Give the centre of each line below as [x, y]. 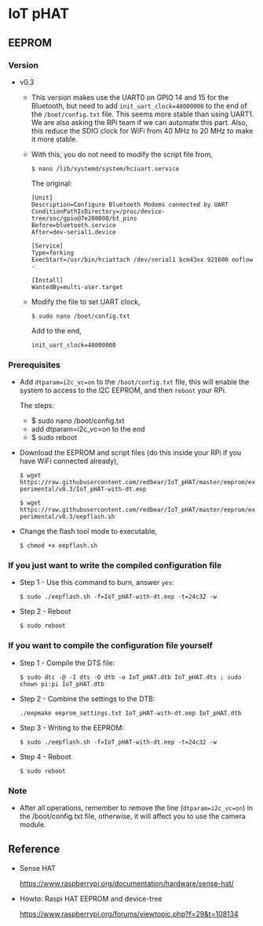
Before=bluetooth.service [73, 225]
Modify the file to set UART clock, [86, 301]
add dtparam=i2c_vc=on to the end [88, 429]
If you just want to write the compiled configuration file [115, 565]
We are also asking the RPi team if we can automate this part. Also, [139, 122]
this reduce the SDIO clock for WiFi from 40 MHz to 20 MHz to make [142, 130]
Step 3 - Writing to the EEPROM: [71, 727]
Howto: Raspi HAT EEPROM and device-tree [91, 898]
